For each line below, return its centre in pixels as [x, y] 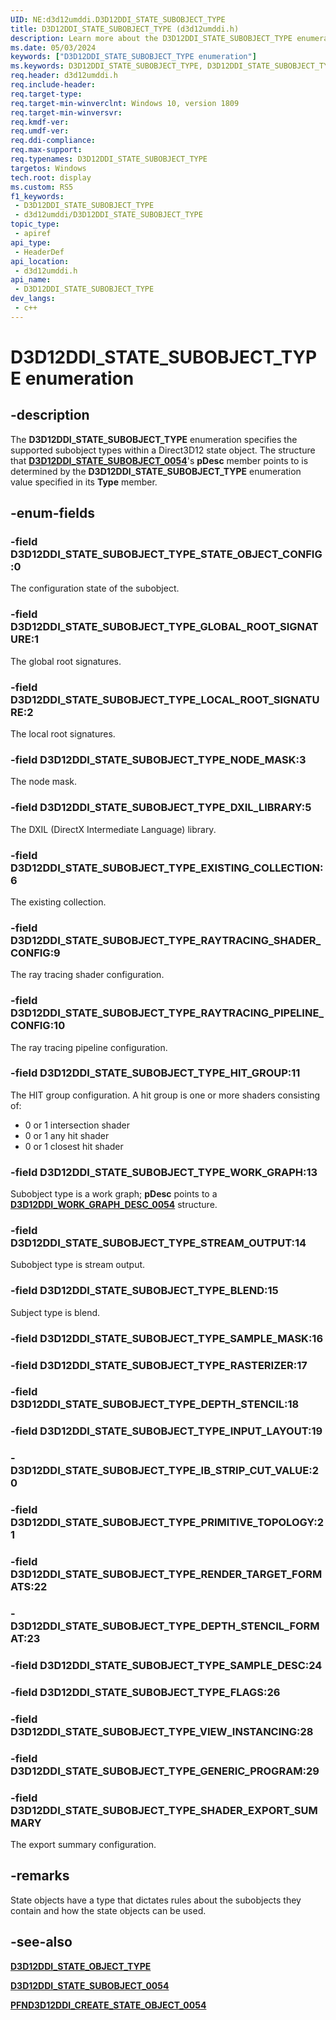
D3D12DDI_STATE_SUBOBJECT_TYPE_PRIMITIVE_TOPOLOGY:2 [167, 1523]
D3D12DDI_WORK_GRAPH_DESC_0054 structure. [114, 1205]
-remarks [40, 1876]
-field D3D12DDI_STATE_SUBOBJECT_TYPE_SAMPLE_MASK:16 [167, 1338]
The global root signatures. [66, 661]
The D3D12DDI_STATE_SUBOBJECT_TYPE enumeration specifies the [154, 439]
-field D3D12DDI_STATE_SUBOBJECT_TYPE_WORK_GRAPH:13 [164, 1172]
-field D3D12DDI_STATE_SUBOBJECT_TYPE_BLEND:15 [144, 1291]
